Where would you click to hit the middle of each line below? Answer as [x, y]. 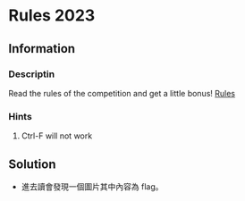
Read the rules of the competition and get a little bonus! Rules [122, 93]
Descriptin [32, 74]
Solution [32, 164]
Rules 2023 [52, 16]
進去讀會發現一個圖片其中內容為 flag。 [92, 186]
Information [42, 49]
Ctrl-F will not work [57, 136]
